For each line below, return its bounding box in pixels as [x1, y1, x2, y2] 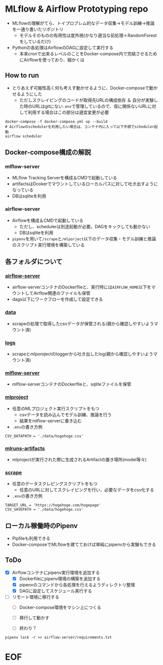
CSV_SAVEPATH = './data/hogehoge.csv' [5, 507, 84, 512]
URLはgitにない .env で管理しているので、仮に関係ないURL [32, 103, 148, 109]
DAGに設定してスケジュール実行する [19, 588, 92, 594]
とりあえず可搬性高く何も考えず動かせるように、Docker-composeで [12, 85, 149, 91]
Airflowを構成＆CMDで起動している [12, 217, 84, 223]
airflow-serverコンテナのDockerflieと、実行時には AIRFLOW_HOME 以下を [12, 284, 152, 290]
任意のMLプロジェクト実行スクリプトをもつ [12, 406, 100, 411]
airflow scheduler [5, 133, 42, 139]
